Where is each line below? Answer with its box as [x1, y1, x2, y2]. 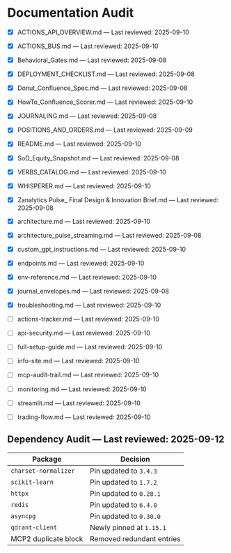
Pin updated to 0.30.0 [90, 511, 161, 521]
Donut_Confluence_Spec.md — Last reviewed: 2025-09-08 [17, 84, 188, 92]
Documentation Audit [7, 5, 134, 21]
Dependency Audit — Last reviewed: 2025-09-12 [7, 434, 225, 446]
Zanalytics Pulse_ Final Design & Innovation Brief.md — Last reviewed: [17, 195, 219, 204]
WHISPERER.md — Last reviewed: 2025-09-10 [17, 181, 152, 190]
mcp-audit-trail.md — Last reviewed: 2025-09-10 [17, 371, 159, 379]
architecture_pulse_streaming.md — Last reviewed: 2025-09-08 [17, 231, 202, 239]
